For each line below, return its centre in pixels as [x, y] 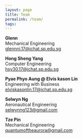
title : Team [17, 15]
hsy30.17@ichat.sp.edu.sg [32, 69]
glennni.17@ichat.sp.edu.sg [33, 49]
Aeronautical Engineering [31, 105]
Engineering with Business [32, 84]
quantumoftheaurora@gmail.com [39, 130]
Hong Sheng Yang [24, 59]
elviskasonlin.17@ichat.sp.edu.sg [39, 90]
